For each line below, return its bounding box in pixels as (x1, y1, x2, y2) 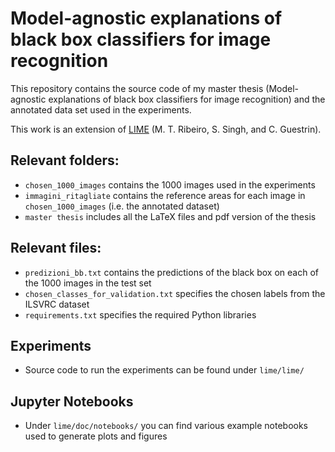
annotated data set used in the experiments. (10, 103, 192, 116)
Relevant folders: (10, 152, 120, 169)
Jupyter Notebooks (10, 393, 134, 410)
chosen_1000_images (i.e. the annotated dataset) (24, 200, 220, 212)
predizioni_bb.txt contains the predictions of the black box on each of (24, 266, 319, 278)
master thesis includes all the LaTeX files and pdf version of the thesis (24, 210, 317, 222)
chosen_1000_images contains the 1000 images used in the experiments (24, 178, 316, 191)
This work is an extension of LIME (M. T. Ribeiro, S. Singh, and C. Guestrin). (10, 123, 322, 135)
